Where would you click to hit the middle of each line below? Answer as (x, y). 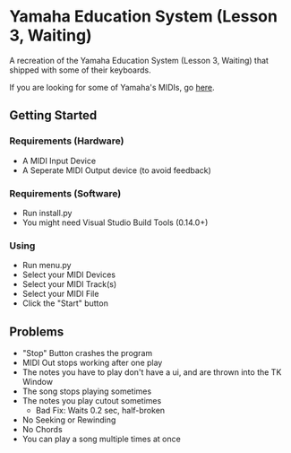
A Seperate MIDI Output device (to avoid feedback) (117, 170)
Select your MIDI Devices (69, 274)
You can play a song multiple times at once (101, 439)
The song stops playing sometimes (87, 391)
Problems (37, 331)
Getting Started (53, 115)
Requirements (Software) (65, 193)
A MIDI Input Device (59, 161)
